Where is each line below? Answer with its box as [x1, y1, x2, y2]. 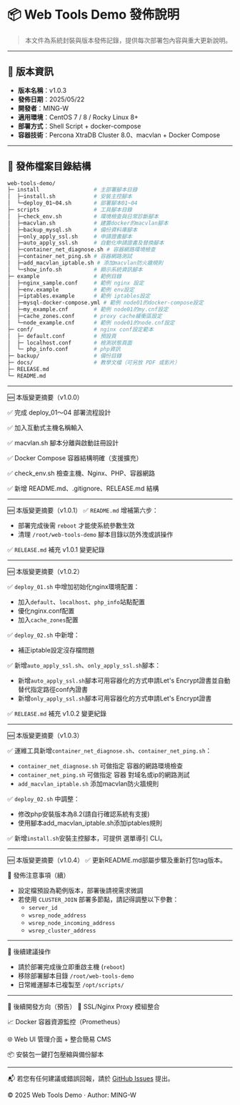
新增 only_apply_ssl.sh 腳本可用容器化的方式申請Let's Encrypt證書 [17, 694, 212, 703]
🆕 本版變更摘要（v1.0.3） [7, 730, 84, 740]
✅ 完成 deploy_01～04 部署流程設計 [7, 408, 111, 417]
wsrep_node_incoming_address [28, 919, 116, 926]
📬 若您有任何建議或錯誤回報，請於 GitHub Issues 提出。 [7, 1074, 174, 1083]
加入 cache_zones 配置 [17, 615, 79, 624]
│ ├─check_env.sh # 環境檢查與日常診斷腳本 [7, 212, 159, 220]
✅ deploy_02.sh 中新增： [7, 630, 80, 639]
